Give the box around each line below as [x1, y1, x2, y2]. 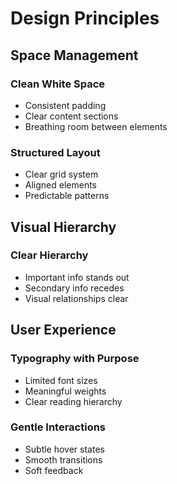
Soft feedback [24, 464, 84, 476]
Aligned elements [24, 179, 98, 191]
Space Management [10, 47, 139, 64]
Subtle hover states [24, 443, 105, 455]
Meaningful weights [24, 385, 107, 397]
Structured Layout [10, 145, 101, 159]
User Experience [10, 322, 117, 339]
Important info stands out [24, 271, 130, 283]
